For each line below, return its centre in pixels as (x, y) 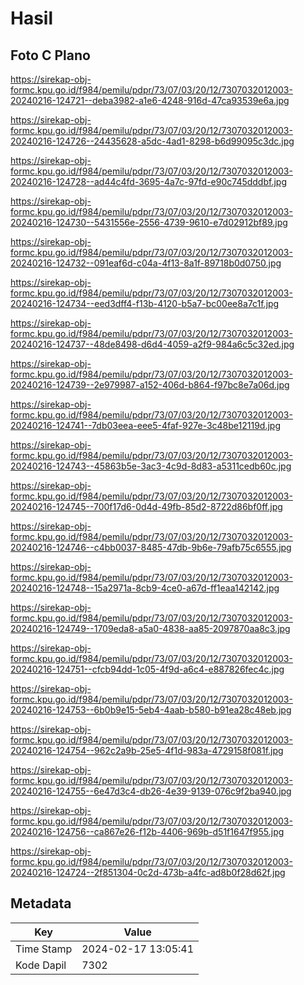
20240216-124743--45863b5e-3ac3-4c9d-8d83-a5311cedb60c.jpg (151, 466)
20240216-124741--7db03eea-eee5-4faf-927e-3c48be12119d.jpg (145, 425)
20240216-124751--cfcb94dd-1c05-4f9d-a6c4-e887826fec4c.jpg (147, 669)
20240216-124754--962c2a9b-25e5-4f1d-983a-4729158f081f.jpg (147, 750)
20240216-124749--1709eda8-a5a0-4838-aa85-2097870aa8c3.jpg (150, 628)
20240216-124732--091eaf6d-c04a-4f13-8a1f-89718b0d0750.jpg (146, 263)
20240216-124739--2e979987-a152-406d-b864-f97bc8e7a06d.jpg (150, 385)
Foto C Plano (50, 55)
